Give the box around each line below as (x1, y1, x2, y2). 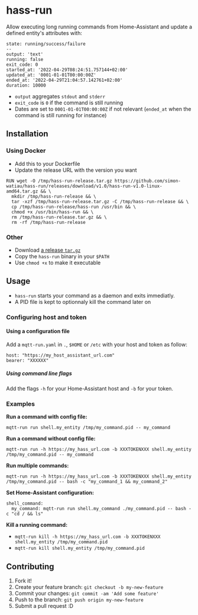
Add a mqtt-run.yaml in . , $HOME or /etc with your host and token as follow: (6, 341, 187, 348)
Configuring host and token (6, 313, 87, 321)
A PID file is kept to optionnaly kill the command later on (14, 298, 151, 305)
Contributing (6, 561, 54, 572)
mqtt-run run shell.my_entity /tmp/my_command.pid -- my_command (6, 425, 170, 431)
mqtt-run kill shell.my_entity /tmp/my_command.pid (14, 546, 145, 552)
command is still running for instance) (14, 111, 107, 118)
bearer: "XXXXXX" (6, 357, 49, 363)
